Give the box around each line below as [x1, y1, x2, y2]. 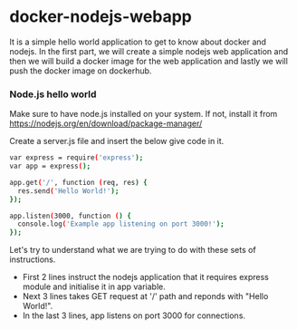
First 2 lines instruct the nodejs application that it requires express [22, 272, 269, 283]
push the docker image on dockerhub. [9, 65, 152, 76]
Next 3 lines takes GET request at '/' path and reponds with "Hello [22, 291, 269, 302]
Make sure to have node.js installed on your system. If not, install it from [9, 109, 278, 120]
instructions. [9, 254, 56, 265]
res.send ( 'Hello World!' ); [17, 186, 120, 196]
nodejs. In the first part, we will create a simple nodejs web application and [9, 45, 289, 56]
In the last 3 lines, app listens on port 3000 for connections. [22, 310, 246, 321]
